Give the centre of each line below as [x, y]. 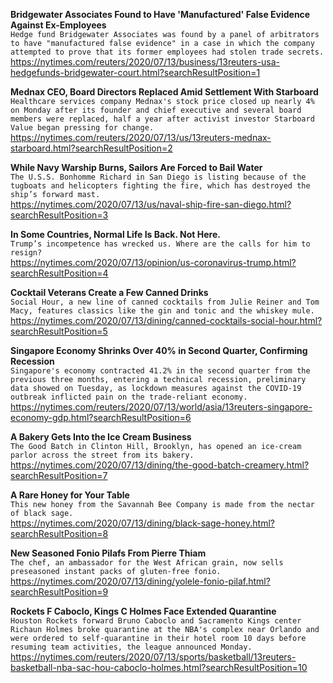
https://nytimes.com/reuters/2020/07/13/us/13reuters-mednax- [141, 137]
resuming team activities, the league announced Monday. [131, 647]
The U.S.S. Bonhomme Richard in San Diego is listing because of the [158, 177]
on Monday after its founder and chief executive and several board [156, 110]
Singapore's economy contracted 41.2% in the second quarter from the [160, 371]
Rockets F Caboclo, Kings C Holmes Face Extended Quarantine [143, 611]
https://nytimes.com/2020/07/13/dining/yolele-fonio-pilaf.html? [140, 581]
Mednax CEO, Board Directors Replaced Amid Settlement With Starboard [164, 92]
